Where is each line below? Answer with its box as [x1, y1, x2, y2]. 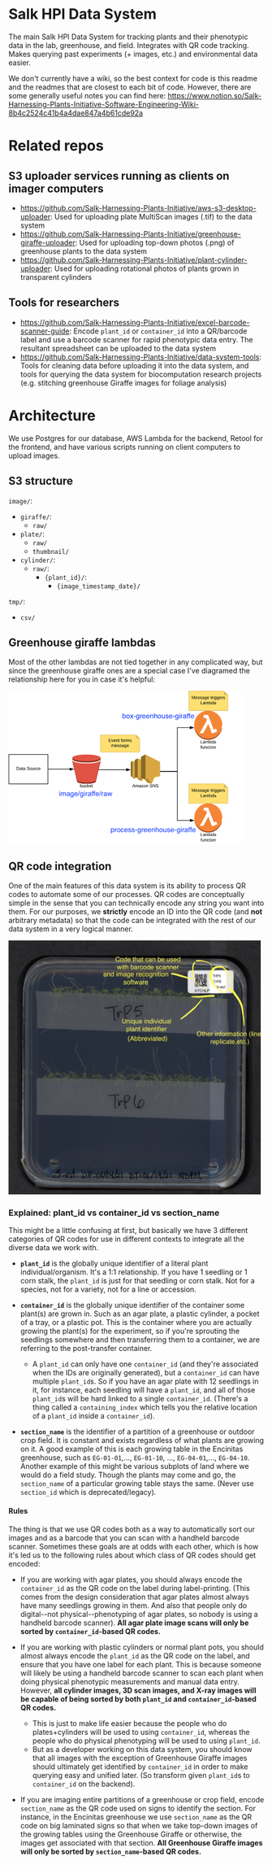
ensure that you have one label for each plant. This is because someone [19, 1659, 261, 1669]
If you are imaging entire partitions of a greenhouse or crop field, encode [19, 1794, 265, 1804]
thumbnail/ [32, 547, 70, 556]
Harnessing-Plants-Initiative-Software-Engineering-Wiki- [8, 99, 199, 109]
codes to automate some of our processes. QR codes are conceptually [8, 890, 245, 900]
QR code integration [8, 859, 112, 873]
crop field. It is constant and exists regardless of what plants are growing [19, 1436, 265, 1445]
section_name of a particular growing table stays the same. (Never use [19, 1479, 254, 1488]
